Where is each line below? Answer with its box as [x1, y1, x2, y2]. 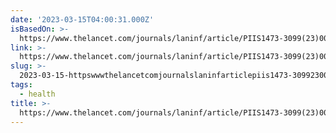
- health [19, 89, 56, 99]
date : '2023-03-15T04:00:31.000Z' [10, 14, 155, 25]
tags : [10, 80, 33, 90]
